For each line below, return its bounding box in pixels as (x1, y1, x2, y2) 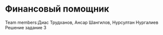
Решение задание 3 (5, 24, 47, 30)
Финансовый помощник (5, 3, 109, 15)
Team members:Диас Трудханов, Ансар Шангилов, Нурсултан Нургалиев (5, 19, 159, 25)
